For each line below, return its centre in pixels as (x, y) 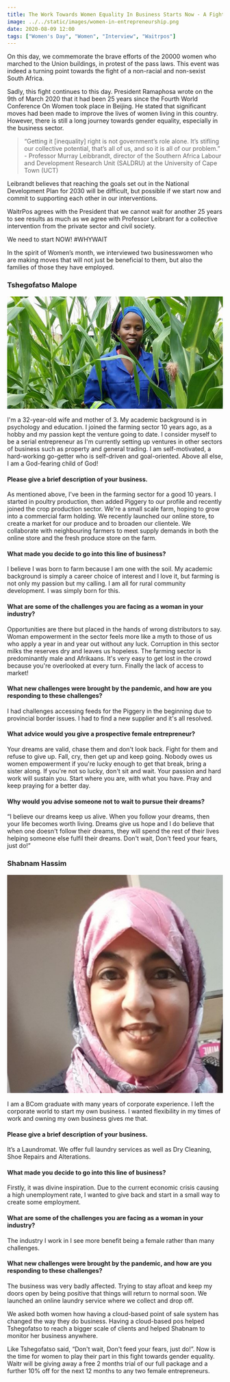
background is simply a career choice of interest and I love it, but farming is (114, 577)
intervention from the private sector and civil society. (81, 226)
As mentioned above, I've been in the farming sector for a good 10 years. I (112, 494)
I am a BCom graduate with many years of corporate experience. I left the (111, 1104)
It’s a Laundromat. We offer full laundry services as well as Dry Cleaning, (110, 1150)
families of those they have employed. (61, 267)
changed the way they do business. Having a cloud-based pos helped (106, 1321)
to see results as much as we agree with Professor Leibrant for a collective (112, 219)
